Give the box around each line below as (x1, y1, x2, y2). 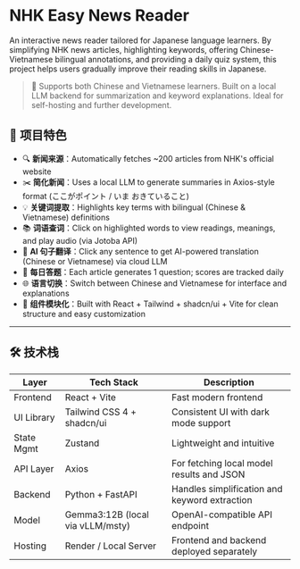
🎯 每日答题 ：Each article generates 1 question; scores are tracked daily (21, 266, 284, 277)
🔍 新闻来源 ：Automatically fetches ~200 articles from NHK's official (21, 153, 274, 163)
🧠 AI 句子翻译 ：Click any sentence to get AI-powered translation (21, 246, 259, 256)
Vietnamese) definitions (21, 212, 110, 222)
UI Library (13, 411, 55, 423)
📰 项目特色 (9, 128, 67, 143)
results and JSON (171, 468, 246, 481)
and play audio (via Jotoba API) (21, 235, 138, 246)
